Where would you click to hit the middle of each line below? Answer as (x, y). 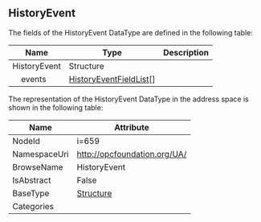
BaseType (31, 193)
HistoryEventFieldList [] (112, 79)
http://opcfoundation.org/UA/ (132, 154)
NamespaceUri (41, 154)
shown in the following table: (56, 107)
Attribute (132, 127)
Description (186, 52)
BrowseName (38, 166)
